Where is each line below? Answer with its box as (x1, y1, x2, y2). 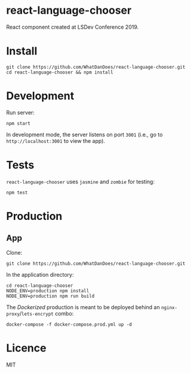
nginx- (161, 304, 178, 311)
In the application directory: (6, 271, 74, 278)
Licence (6, 341, 47, 354)
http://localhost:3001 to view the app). (6, 137, 106, 144)
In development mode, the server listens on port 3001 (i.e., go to (6, 131, 163, 138)
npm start (6, 120, 31, 126)
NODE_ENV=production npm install (6, 288, 90, 293)
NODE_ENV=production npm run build (6, 293, 95, 299)
